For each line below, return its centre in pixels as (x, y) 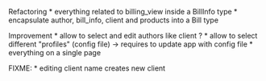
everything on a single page (55, 53)
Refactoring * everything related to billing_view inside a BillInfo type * (123, 12)
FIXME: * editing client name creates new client (87, 68)
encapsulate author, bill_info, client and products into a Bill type (114, 20)
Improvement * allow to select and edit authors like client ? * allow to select (133, 36)
